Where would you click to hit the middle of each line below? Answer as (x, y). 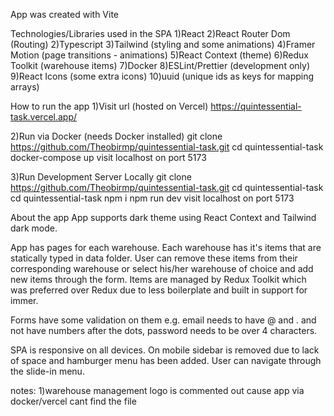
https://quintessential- (256, 106)
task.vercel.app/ (44, 117)
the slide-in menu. (47, 371)
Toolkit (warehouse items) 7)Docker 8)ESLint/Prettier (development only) (160, 65)
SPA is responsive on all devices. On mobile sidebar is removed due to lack (165, 350)
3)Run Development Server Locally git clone (101, 177)
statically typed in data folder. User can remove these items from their (154, 258)
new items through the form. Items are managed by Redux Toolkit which (158, 279)
